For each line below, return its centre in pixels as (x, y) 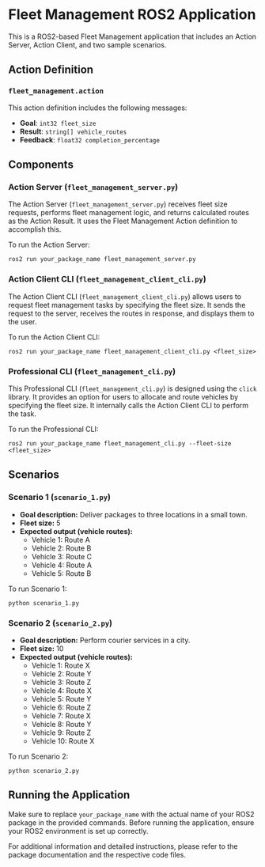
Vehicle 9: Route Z (61, 733)
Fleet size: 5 (40, 523)
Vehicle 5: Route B (61, 573)
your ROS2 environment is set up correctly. (78, 831)
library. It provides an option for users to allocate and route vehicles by (123, 396)
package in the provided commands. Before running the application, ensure (131, 822)
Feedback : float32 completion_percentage (90, 139)
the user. (23, 321)
